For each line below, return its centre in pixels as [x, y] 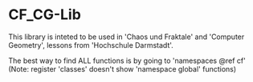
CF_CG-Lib [45, 15]
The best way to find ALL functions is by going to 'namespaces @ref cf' [127, 61]
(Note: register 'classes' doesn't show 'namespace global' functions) [122, 68]
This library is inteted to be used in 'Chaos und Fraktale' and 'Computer [126, 37]
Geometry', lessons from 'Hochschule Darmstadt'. [91, 45]
